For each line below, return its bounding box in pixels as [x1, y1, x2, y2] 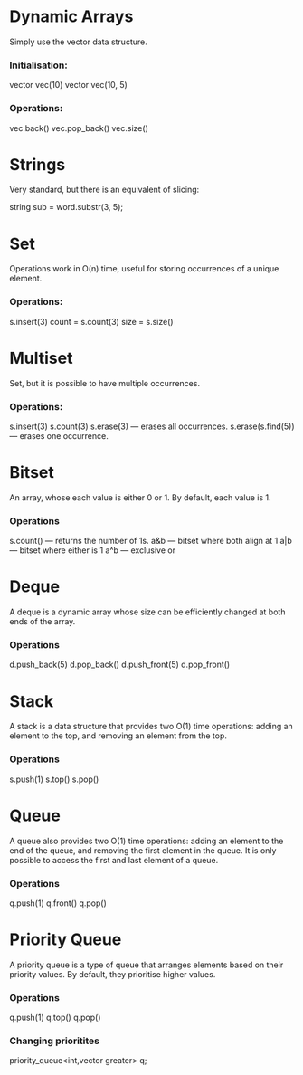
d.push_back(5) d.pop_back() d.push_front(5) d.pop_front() [9, 659, 231, 671]
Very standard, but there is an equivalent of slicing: [9, 184, 200, 195]
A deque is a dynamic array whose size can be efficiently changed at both [9, 606, 286, 617]
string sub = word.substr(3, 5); [9, 202, 124, 213]
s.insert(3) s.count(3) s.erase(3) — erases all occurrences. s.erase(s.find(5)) [9, 421, 295, 432]
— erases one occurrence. [9, 430, 109, 441]
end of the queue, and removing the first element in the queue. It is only [9, 844, 277, 856]
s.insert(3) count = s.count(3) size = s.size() [9, 316, 174, 327]
